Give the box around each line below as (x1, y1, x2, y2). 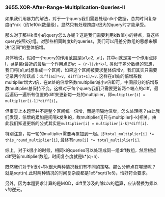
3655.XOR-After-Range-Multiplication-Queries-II (5, 4, 125, 11)
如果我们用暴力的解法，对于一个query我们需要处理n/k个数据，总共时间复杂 (5, 16, 157, 22)
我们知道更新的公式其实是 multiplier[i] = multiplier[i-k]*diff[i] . (9, 121, 148, 126)
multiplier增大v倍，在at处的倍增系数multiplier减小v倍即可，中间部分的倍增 (5, 79, 155, 85)
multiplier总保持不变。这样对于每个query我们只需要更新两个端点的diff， (9, 85, 155, 92)
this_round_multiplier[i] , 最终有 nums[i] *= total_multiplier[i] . (5, 137, 141, 143)
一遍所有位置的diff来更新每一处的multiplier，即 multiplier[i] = (18, 92, 146, 98)
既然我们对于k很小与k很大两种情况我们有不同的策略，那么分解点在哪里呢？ (5, 164, 156, 170)
